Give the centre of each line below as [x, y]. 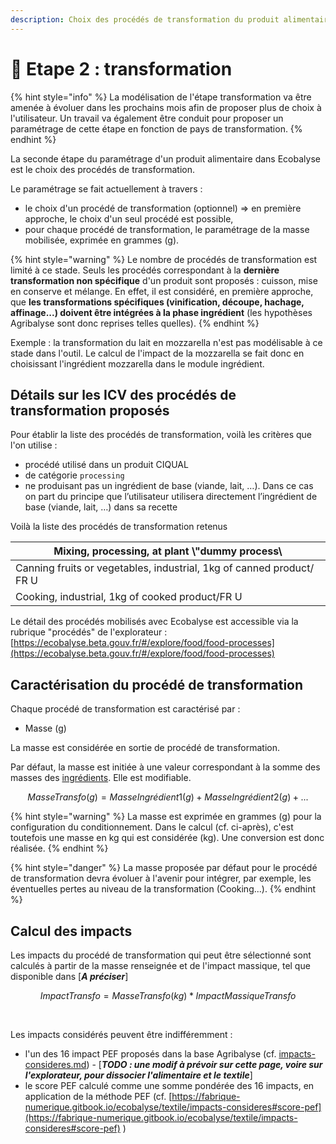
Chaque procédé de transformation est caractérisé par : [125, 709]
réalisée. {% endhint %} [59, 848]
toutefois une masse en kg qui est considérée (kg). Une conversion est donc [167, 838]
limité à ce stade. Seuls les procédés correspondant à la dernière [145, 270]
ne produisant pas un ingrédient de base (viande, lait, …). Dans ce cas [169, 486]
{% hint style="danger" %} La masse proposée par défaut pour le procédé [164, 868]
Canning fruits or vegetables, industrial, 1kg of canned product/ [165, 568]
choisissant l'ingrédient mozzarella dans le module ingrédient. [137, 363]
